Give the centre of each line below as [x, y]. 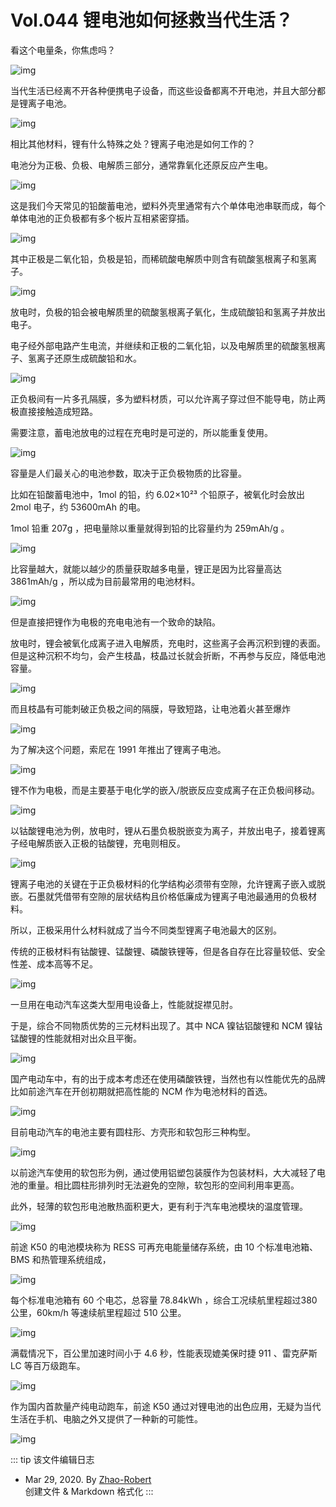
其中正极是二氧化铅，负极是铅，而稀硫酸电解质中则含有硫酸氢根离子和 [155, 258]
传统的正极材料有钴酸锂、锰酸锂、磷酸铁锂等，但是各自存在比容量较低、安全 [168, 951]
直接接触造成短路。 [58, 411]
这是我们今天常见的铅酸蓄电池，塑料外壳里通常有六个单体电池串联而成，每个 [168, 205]
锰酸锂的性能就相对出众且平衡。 [76, 1038]
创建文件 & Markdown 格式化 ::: [89, 1491]
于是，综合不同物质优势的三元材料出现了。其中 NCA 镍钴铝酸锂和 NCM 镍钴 [166, 1025]
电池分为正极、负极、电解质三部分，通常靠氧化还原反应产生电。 [141, 165]
